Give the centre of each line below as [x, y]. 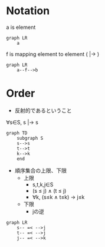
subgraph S [30, 138]
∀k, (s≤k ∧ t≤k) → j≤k [58, 197]
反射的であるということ [43, 110]
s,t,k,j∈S [43, 185]
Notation [28, 11]
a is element [21, 27]
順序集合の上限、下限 [40, 170]
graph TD [17, 133]
